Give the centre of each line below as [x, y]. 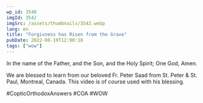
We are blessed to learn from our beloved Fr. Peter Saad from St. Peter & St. [102, 75]
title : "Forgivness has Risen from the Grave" [67, 35]
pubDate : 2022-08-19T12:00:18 [45, 40]
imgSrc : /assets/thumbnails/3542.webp [56, 23]
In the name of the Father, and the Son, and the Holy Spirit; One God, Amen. [102, 63]
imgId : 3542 [21, 18]
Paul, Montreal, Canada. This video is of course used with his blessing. [95, 81]
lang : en [17, 29]
